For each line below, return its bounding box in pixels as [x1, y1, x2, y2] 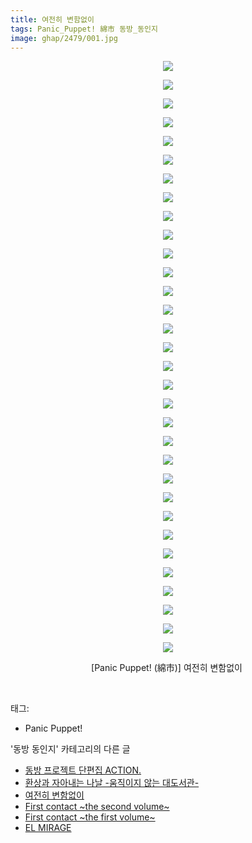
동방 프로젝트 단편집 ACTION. [24, 764, 142, 776]
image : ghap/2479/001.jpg [10, 33, 118, 43]
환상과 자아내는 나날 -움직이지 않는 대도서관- [24, 777, 200, 789]
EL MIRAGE [24, 822, 72, 834]
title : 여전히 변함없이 [10, 14, 95, 25]
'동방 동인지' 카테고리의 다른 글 [10, 743, 131, 755]
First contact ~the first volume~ [24, 811, 156, 823]
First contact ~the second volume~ [24, 801, 170, 813]
